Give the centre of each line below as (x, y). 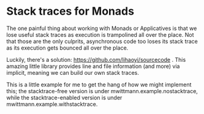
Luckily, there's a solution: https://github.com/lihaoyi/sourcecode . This (96, 59)
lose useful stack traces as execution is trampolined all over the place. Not (100, 34)
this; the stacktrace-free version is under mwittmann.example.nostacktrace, (102, 91)
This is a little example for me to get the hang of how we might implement (99, 85)
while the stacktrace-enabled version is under (64, 97)
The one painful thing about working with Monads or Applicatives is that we (102, 28)
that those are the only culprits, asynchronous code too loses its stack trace (102, 41)
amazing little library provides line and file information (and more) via (93, 66)
